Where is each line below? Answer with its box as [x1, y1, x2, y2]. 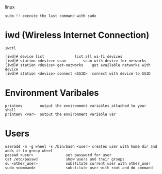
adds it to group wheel [5, 148, 53, 153]
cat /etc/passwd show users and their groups [5, 157, 125, 162]
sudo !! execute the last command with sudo [5, 14, 97, 18]
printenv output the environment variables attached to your [5, 103, 146, 108]
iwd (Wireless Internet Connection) [5, 30, 149, 41]
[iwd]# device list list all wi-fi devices [5, 54, 123, 59]
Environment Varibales [5, 87, 99, 99]
